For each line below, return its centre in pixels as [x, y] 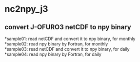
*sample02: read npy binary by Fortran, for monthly [56, 44]
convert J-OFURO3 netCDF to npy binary [68, 27]
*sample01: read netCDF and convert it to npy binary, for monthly [70, 39]
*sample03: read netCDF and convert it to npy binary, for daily [67, 49]
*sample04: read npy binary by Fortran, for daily [53, 54]
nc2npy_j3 [26, 9]
